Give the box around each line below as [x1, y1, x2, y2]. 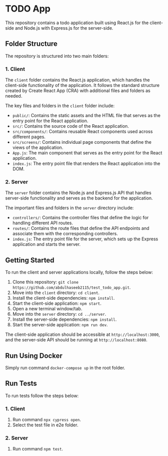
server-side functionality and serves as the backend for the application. [5, 195, 153, 201]
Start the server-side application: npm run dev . [12, 322, 108, 328]
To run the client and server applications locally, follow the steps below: [5, 269, 153, 276]
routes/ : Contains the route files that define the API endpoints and [12, 225, 149, 231]
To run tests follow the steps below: [5, 393, 79, 399]
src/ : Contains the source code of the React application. [12, 123, 129, 129]
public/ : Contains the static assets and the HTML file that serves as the [12, 113, 160, 119]
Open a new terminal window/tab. [12, 306, 83, 312]
